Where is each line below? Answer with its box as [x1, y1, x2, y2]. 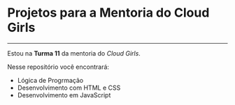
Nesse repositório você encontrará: [7, 63, 110, 71]
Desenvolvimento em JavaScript [17, 90, 111, 99]
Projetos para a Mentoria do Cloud [7, 5, 210, 21]
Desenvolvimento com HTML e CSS [17, 83, 121, 92]
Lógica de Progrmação [17, 76, 84, 84]
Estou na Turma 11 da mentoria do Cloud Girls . [7, 49, 141, 57]
